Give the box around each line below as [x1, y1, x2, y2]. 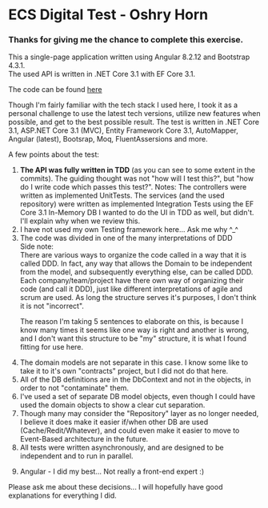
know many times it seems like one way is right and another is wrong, [19, 326, 250, 335]
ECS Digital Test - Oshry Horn [8, 6, 209, 24]
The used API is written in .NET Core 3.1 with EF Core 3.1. [8, 70, 196, 79]
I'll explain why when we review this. [19, 216, 141, 226]
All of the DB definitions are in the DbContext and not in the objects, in [19, 374, 251, 385]
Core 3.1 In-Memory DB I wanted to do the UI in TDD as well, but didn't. [19, 208, 254, 218]
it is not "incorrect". [19, 302, 84, 311]
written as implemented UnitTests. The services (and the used [19, 190, 226, 201]
